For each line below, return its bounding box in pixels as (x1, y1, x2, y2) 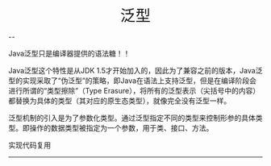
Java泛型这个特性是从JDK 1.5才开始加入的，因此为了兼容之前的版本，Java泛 (8, 66, 263, 75)
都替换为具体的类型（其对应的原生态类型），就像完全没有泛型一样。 (8, 96, 231, 106)
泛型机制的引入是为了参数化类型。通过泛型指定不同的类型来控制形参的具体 (8, 113, 256, 122)
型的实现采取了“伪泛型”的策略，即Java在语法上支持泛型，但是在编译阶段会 (8, 76, 256, 85)
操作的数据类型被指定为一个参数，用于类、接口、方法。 (29, 123, 214, 132)
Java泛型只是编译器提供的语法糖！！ (8, 48, 131, 58)
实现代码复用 (8, 140, 51, 150)
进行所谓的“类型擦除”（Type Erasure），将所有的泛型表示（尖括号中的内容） (8, 86, 261, 95)
